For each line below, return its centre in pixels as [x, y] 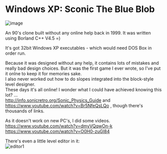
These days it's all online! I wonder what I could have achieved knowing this [83, 89]
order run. [16, 53]
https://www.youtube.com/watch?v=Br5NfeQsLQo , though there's [74, 105]
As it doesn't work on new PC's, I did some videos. [58, 120]
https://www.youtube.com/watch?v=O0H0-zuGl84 [58, 131]
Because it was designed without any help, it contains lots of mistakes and [82, 63]
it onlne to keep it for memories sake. [43, 73]
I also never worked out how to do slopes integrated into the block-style [79, 79]
